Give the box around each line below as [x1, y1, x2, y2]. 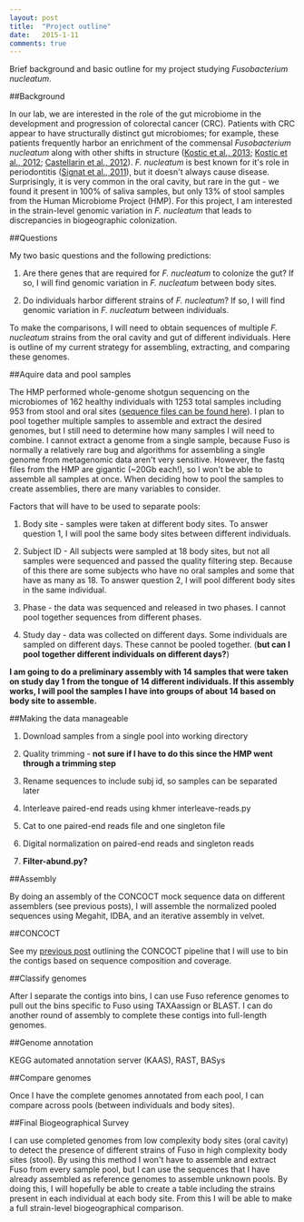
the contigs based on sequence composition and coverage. [9, 955, 232, 966]
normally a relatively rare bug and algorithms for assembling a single [9, 445, 266, 456]
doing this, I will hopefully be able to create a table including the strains [9, 1184, 276, 1195]
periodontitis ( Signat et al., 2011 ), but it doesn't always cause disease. [9, 167, 270, 177]
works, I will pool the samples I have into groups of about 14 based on [9, 686, 277, 697]
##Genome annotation [9, 1037, 93, 1048]
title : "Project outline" [9, 22, 112, 31]
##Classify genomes [9, 973, 87, 984]
